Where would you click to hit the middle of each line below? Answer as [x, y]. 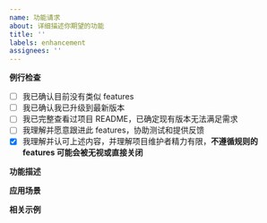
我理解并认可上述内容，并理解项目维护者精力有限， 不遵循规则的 [140, 142]
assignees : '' [36, 51]
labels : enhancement [48, 43]
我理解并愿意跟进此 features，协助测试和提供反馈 [113, 130]
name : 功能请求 [35, 17]
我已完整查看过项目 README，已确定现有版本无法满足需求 [130, 119]
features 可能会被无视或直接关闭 [82, 152]
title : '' [28, 34]
